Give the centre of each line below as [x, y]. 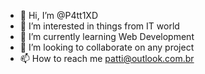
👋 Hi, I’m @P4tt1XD [59, 15]
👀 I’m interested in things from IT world [99, 26]
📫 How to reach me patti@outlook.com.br [107, 58]
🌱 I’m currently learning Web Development [107, 36]
